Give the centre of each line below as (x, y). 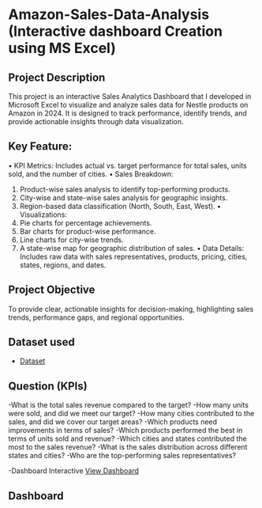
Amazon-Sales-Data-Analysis (109, 15)
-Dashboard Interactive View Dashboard (74, 471)
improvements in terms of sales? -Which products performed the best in (125, 430)
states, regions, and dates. (63, 265)
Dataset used (41, 342)
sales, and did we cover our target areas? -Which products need (113, 422)
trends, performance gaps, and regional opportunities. (96, 317)
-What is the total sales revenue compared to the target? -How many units (128, 405)
